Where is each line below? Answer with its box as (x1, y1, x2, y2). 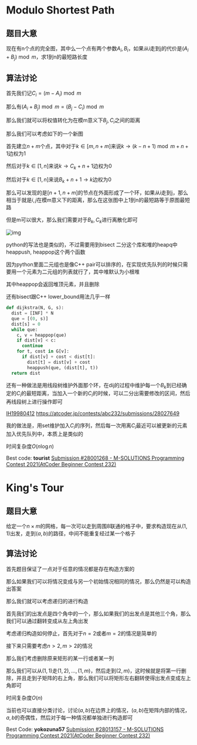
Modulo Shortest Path (6, 4, 115, 17)
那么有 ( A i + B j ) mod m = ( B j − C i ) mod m (6, 103, 104, 111)
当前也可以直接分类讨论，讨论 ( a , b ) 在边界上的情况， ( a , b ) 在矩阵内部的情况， (6, 706, 191, 713)
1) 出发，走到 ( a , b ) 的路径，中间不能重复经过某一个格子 (6, 529, 136, 536)
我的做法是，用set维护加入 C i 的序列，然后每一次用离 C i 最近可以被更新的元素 (6, 422, 188, 430)
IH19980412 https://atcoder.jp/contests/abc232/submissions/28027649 (6, 410, 180, 417)
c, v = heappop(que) (16, 332, 67, 338)
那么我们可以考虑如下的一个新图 (6, 130, 83, 137)
